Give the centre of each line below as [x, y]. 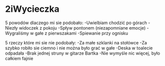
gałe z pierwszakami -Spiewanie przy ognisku [81, 33]
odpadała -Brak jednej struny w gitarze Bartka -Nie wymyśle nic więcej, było [82, 53]
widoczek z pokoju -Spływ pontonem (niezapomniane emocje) [82, 28]
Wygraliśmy [17, 33]
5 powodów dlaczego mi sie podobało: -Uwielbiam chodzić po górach [76, 23]
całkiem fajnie [19, 58]
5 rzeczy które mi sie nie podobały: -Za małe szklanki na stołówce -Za [76, 42]
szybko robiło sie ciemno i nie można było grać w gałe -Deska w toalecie [79, 48]
